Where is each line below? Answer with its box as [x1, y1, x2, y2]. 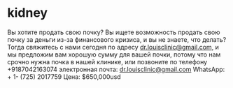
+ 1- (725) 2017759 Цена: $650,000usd [7, 72, 121, 81]
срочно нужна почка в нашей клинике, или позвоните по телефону [7, 57, 208, 66]
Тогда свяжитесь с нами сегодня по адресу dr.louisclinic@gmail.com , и [7, 43, 219, 51]
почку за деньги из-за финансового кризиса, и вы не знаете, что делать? [7, 35, 227, 43]
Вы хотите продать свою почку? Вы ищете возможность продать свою [7, 28, 220, 36]
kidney [7, 5, 48, 21]
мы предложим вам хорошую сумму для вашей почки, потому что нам [7, 50, 221, 59]
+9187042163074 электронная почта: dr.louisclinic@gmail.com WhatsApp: [7, 65, 225, 73]
